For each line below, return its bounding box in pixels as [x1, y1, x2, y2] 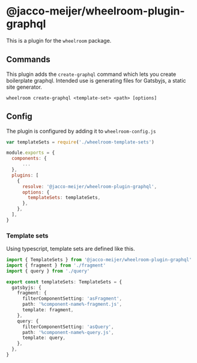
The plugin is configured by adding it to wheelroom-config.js [6, 127, 156, 134]
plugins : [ [11, 172, 39, 178]
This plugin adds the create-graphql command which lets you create [6, 71, 177, 78]
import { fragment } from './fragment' [6, 262, 106, 268]
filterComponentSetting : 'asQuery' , [22, 324, 114, 330]
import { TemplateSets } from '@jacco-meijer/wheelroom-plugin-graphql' [6, 257, 192, 263]
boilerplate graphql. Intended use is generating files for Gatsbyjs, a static [6, 77, 186, 84]
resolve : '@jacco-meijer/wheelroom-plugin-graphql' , [22, 183, 157, 189]
